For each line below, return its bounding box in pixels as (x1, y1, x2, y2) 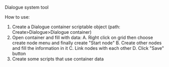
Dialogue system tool (5, 5, 49, 10)
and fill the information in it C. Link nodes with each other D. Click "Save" (12, 45, 164, 51)
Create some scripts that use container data (12, 56, 104, 62)
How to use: (5, 14, 30, 20)
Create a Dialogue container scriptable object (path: (12, 24, 120, 30)
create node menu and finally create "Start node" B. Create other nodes (12, 40, 162, 46)
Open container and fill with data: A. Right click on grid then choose (12, 35, 153, 40)
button (12, 50, 26, 56)
